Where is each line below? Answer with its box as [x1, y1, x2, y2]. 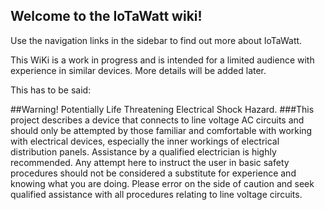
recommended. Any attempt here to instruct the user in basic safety [10, 156, 290, 168]
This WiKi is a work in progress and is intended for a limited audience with [10, 54, 315, 66]
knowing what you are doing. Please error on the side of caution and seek [10, 177, 315, 189]
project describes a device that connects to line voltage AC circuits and [10, 114, 305, 126]
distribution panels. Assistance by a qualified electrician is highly [10, 145, 277, 158]
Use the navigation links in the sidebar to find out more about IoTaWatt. [10, 34, 303, 46]
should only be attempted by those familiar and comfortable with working [10, 124, 313, 136]
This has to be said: [10, 84, 92, 96]
